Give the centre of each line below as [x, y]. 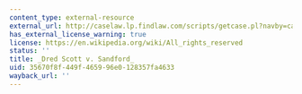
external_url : [36, 26]
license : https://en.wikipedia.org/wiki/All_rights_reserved [126, 43]
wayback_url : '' [40, 76]
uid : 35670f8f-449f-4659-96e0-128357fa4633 [92, 68]
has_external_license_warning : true [78, 34]
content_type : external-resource [72, 17]
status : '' [30, 51]
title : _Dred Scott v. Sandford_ [72, 59]
